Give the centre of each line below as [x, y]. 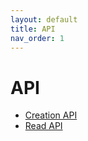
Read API [43, 126]
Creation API [51, 115]
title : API [33, 29]
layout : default [44, 19]
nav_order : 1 [37, 38]
